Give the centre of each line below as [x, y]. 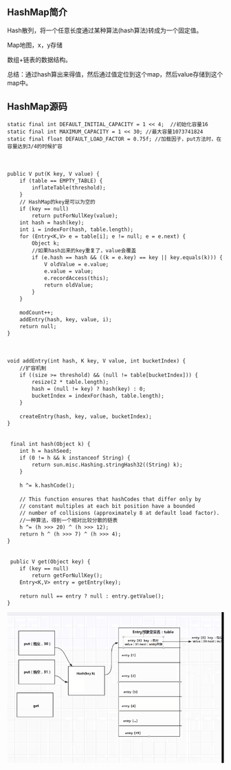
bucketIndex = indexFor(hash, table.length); [98, 396]
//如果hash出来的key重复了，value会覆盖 [84, 250]
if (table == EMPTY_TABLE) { [61, 181]
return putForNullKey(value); [75, 216]
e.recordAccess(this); [76, 278]
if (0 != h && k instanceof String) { [75, 458]
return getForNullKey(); [67, 575]
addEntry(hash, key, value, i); [66, 319]
